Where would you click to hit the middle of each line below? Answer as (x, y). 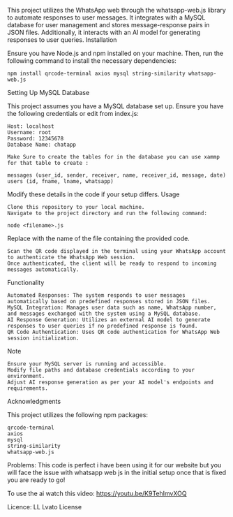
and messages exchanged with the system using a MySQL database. (104, 314)
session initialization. (43, 338)
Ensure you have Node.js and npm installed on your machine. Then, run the (115, 53)
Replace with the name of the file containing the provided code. (98, 238)
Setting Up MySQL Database (48, 93)
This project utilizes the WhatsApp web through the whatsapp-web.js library (117, 10)
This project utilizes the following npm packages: (78, 415)
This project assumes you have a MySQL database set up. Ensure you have (115, 106)
